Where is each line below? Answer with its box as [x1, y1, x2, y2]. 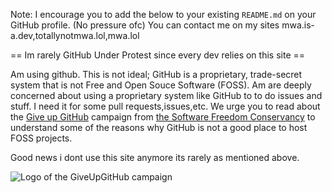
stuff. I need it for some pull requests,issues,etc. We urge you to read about [10, 100, 321, 112]
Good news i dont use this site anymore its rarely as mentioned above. [10, 152, 300, 163]
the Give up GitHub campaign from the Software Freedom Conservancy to [10, 111, 316, 123]
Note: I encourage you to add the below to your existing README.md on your [10, 9, 317, 20]
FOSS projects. [10, 132, 73, 144]
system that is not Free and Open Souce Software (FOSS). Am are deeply [10, 79, 312, 91]
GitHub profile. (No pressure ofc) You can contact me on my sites [10, 19, 280, 31]
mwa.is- [281, 19, 316, 31]
